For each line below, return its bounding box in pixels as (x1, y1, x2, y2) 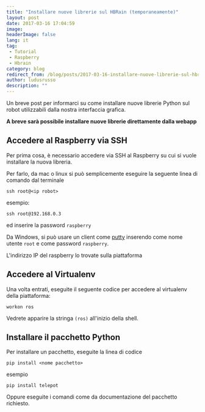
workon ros (6, 303, 34, 310)
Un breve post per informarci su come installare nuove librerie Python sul (6, 99, 190, 107)
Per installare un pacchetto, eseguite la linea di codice (6, 349, 142, 356)
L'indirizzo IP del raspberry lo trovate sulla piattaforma (6, 251, 142, 259)
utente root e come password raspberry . (6, 239, 109, 247)
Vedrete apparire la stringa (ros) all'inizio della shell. (6, 314, 139, 322)
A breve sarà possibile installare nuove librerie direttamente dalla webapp (6, 118, 197, 125)
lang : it (6, 37, 29, 43)
